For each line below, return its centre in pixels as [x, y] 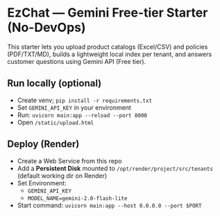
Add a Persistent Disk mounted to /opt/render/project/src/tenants [115, 168]
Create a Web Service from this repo [69, 160]
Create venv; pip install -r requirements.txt [85, 100]
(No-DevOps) [46, 27]
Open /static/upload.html [56, 122]
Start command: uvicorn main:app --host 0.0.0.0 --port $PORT [109, 205]
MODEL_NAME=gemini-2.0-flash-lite [77, 198]
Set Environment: [42, 183]
